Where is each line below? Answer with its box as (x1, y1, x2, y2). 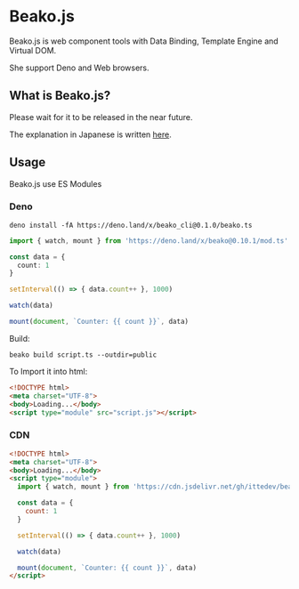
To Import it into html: (9, 366, 88, 376)
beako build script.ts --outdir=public (9, 350, 158, 359)
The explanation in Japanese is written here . (9, 129, 172, 140)
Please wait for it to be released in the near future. (9, 111, 193, 122)
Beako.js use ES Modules (9, 178, 102, 189)
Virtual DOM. (9, 44, 57, 55)
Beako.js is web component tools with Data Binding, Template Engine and (9, 36, 279, 46)
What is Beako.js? (9, 88, 111, 103)
